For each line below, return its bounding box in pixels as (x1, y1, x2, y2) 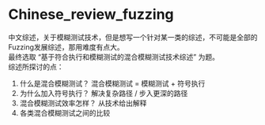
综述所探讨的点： (8, 61, 64, 72)
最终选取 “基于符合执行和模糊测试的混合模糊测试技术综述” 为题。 (8, 52, 220, 61)
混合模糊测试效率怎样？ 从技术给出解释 (19, 98, 147, 108)
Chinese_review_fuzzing (8, 6, 174, 24)
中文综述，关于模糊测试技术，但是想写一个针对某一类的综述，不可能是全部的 (8, 32, 258, 42)
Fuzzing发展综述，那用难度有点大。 (8, 42, 124, 52)
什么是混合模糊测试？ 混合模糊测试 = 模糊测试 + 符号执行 (19, 79, 206, 88)
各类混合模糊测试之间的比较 (19, 108, 111, 117)
